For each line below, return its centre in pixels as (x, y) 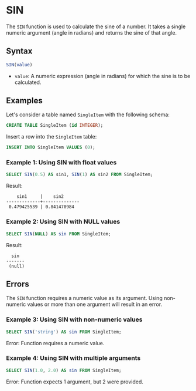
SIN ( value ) (19, 65)
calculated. (28, 82)
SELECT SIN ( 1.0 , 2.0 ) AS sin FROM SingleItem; (64, 370)
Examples (24, 101)
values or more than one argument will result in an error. (95, 304)
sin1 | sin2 (40, 197)
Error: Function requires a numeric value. (55, 343)
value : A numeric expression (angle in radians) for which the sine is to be (102, 76)
